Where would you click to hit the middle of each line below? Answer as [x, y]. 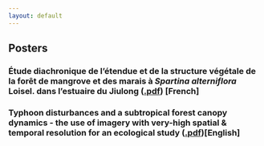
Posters [28, 49]
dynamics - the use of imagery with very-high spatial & [118, 123]
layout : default [35, 16]
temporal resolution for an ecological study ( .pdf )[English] [124, 132]
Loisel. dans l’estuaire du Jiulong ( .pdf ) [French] [104, 91]
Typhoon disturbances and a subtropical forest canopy [118, 112]
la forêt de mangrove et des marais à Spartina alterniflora [122, 81]
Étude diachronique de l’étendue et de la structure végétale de [132, 71]
